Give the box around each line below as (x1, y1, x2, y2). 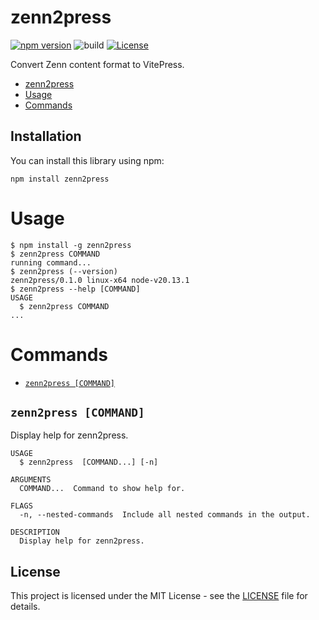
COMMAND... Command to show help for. (19, 484, 186, 494)
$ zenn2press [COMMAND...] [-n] (19, 457, 159, 468)
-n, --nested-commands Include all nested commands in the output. (19, 510, 311, 520)
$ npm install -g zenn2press (10, 240, 132, 250)
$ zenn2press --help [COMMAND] (10, 284, 141, 294)
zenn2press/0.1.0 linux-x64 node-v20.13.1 (10, 275, 190, 285)
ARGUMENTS (10, 475, 52, 485)
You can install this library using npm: (10, 154, 165, 166)
